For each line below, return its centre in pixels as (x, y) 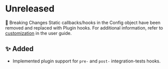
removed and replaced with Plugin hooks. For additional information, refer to (84, 27)
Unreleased (30, 9)
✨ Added (19, 49)
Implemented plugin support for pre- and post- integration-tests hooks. (87, 61)
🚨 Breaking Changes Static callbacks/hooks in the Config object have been (83, 22)
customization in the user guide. (38, 33)
